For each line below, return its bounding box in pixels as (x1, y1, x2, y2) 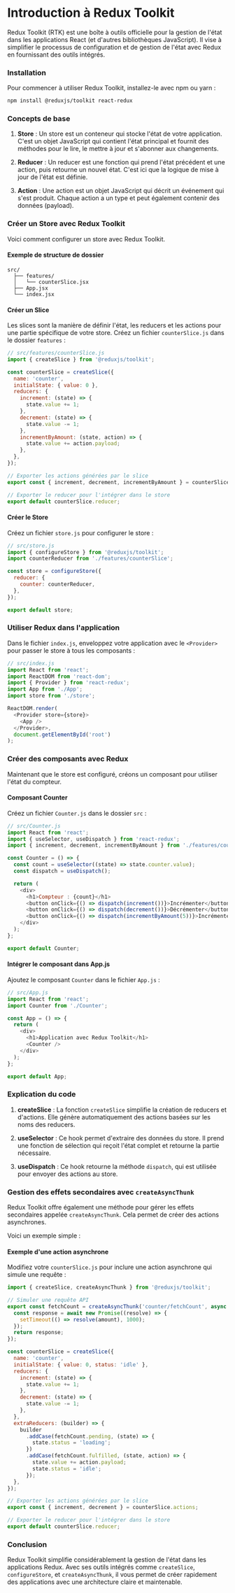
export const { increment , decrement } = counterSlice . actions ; (7, 1504, 199, 1511)
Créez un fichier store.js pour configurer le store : (7, 528, 154, 537)
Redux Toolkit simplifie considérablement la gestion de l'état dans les (7, 1555, 206, 1564)
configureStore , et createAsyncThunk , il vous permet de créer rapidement (7, 1571, 218, 1579)
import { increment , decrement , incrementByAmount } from (7, 842, 180, 849)
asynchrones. (7, 1218, 47, 1226)
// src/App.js (7, 989, 49, 996)
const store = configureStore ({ (7, 568, 101, 575)
